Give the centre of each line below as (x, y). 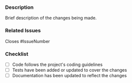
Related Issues (23, 31)
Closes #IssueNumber (27, 41)
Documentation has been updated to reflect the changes (69, 76)
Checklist (17, 54)
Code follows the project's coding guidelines (57, 64)
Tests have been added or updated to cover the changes (69, 70)
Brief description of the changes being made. (51, 18)
